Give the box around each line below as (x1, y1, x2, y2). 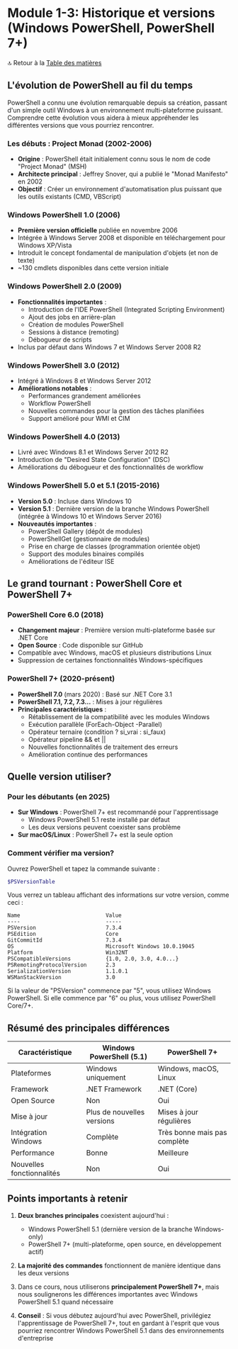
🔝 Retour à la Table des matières (7, 58, 102, 67)
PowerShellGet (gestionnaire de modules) (28, 534, 150, 543)
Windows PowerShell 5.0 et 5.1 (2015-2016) (7, 480, 160, 490)
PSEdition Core (7, 930, 119, 938)
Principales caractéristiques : (17, 705, 107, 713)
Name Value (7, 912, 122, 919)
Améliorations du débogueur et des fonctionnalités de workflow (17, 463, 204, 472)
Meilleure (157, 1148, 189, 1158)
